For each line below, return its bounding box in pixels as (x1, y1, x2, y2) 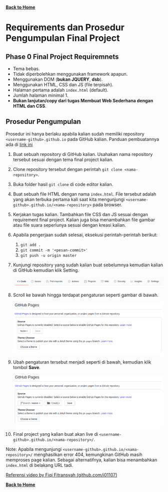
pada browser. (92, 202, 122, 208)
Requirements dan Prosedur (5, 22, 124, 33)
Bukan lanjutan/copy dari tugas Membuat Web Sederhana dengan (12, 98, 153, 103)
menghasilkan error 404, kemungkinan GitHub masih (33, 451, 143, 458)
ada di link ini (5, 141, 33, 147)
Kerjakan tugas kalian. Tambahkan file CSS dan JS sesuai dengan (12, 211, 148, 217)
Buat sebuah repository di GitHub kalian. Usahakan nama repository (12, 151, 153, 157)
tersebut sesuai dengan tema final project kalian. (12, 156, 113, 162)
